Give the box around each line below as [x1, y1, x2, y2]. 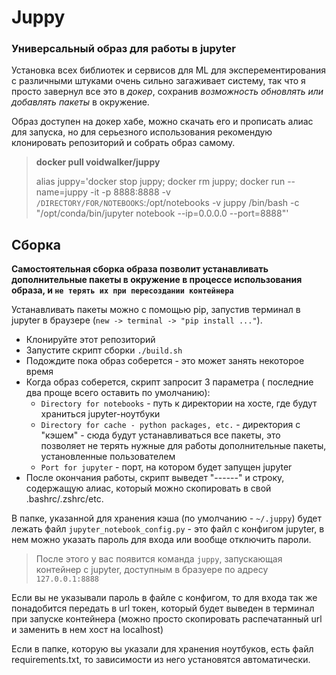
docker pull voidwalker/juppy [35, 156, 161, 168]
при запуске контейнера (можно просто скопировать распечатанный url [11, 613, 323, 625]
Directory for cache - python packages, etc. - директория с [40, 419, 301, 431]
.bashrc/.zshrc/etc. [25, 493, 104, 505]
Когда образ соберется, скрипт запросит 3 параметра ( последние [25, 376, 314, 388]
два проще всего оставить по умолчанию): [25, 387, 211, 399]
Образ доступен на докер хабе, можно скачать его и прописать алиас [11, 116, 314, 128]
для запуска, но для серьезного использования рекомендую [11, 126, 273, 138]
